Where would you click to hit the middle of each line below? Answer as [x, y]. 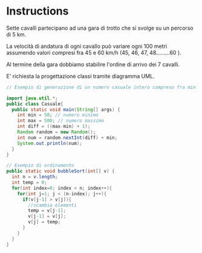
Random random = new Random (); [57, 132]
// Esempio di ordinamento [40, 166]
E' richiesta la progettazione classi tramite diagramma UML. [81, 76]
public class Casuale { [35, 104]
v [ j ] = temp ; [44, 222]
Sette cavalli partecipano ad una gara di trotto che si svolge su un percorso [100, 28]
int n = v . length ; [35, 177]
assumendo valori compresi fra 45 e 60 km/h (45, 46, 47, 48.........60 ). [94, 52]
